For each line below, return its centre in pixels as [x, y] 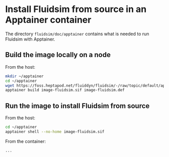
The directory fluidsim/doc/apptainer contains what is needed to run [77, 34]
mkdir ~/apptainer [24, 76]
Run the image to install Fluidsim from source [77, 106]
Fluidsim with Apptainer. [30, 39]
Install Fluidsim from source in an [76, 9]
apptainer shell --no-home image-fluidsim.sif [55, 131]
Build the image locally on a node [58, 55]
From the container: [26, 141]
